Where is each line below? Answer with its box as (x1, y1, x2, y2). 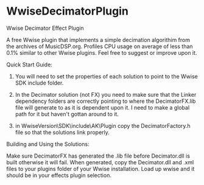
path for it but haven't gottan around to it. (15, 110, 119, 117)
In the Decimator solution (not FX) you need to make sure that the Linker (15, 91, 197, 98)
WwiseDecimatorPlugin (6, 4, 129, 18)
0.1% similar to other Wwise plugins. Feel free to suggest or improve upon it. (6, 49, 197, 56)
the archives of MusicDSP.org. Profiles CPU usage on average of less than (6, 43, 193, 50)
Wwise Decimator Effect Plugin (6, 24, 84, 32)
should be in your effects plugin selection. (6, 172, 111, 179)
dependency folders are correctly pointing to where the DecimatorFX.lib (15, 97, 196, 105)
